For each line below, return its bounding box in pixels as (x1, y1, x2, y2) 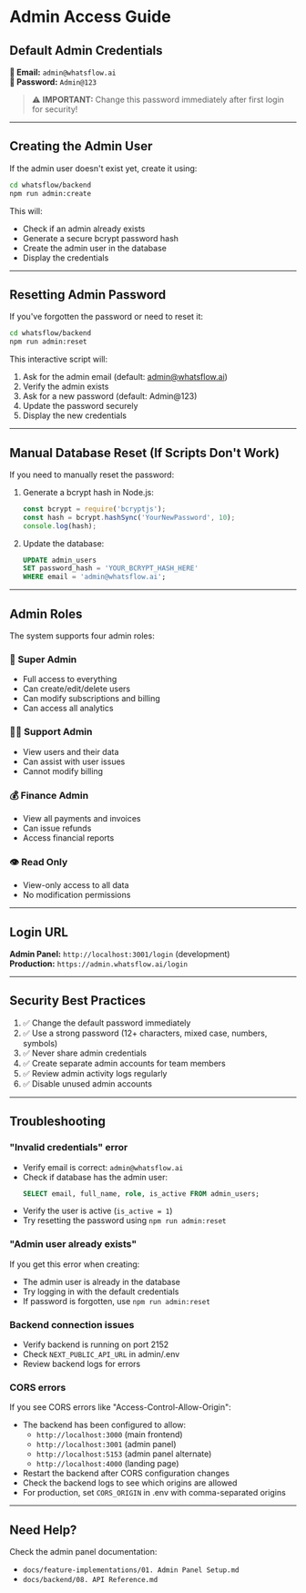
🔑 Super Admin (9, 653, 77, 666)
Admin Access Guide (9, 6, 171, 27)
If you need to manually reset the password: (9, 469, 175, 480)
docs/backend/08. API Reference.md (22, 1576, 158, 1585)
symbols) (22, 1037, 58, 1048)
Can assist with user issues (22, 756, 126, 767)
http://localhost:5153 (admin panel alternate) (36, 1448, 212, 1459)
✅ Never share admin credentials (22, 1047, 148, 1058)
